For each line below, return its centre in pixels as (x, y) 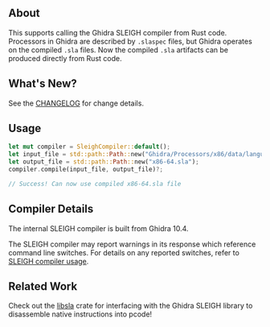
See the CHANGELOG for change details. (76, 103)
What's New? (43, 84)
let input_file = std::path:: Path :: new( (77, 155)
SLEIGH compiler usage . (49, 261)
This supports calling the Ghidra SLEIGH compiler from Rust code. (118, 32)
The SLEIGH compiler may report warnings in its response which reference (132, 244)
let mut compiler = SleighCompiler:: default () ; (90, 147)
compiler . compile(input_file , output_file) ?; (86, 170)
